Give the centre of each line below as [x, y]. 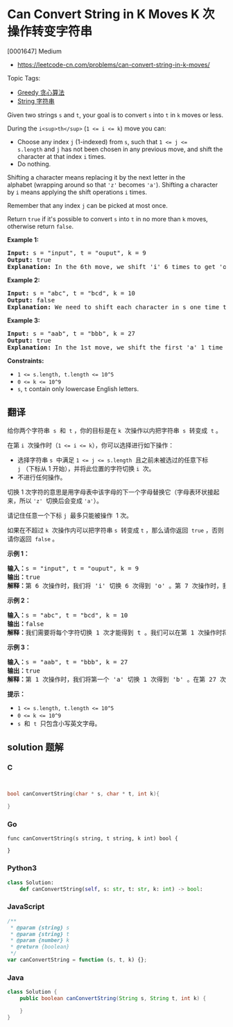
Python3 [22, 868]
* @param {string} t [40, 934]
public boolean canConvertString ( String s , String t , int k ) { [113, 999]
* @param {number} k [40, 940]
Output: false [31, 300]
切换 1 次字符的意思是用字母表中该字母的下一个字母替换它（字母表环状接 [110, 492]
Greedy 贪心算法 [41, 92]
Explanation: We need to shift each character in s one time [113, 307]
